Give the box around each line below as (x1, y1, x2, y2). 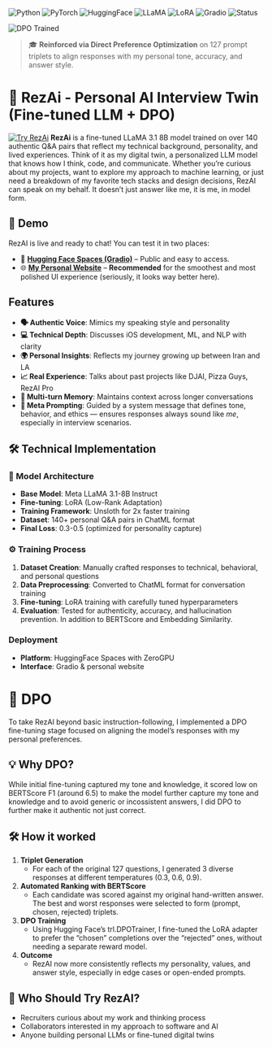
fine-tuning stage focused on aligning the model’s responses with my (8, 725, 240, 735)
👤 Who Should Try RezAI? (8, 991, 140, 1005)
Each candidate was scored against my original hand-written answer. (32, 890, 264, 900)
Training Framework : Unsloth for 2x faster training (19, 507, 190, 516)
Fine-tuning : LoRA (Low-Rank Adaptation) (19, 498, 162, 507)
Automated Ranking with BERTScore (19, 881, 146, 891)
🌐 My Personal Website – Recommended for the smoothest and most (19, 263, 256, 272)
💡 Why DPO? (8, 758, 75, 772)
